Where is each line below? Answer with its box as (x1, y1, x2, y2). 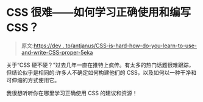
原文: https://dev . (21, 42, 65, 49)
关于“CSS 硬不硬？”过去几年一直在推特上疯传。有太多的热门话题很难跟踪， (6, 61, 194, 69)
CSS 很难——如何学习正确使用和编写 (6, 5, 191, 19)
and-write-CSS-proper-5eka (21, 49, 93, 56)
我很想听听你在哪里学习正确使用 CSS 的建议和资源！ (6, 89, 138, 97)
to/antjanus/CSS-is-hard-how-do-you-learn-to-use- (65, 42, 197, 49)
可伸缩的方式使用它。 (6, 76, 60, 84)
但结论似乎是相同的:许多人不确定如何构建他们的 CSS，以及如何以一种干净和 (6, 69, 197, 76)
